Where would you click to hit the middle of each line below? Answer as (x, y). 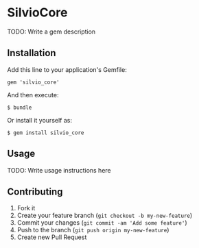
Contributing (35, 191)
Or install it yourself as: (39, 120)
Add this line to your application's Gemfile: (67, 69)
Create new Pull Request (52, 237)
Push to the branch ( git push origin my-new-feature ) (93, 230)
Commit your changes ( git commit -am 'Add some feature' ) (102, 223)
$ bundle (20, 108)
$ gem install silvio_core (46, 133)
